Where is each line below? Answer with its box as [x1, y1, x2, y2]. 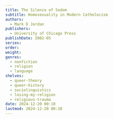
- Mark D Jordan [10, 21, 44, 27]
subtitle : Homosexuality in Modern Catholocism [5, 12, 108, 17]
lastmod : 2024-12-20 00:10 [5, 106, 63, 111]
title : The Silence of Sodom [5, 7, 67, 13]
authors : [5, 17, 24, 22]
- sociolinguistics [10, 87, 51, 93]
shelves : [5, 73, 24, 78]
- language [10, 69, 33, 74]
